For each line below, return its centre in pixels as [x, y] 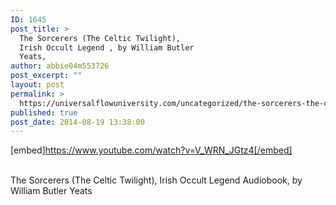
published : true [44, 112]
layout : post [37, 85]
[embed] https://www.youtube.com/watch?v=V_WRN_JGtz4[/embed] [151, 150]
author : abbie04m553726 [60, 66]
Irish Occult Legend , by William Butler [107, 47]
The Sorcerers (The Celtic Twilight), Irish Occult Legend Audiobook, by [156, 180]
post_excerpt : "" [46, 76]
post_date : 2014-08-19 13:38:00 [77, 122]
